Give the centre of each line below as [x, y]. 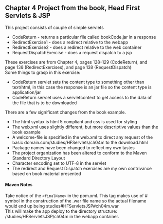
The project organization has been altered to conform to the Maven [79, 153]
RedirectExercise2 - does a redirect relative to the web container [77, 47]
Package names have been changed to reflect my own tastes [73, 147]
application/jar [27, 92]
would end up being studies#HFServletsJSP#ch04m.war [62, 206]
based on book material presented [46, 174]
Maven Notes [19, 185]
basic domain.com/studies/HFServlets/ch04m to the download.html [80, 142]
